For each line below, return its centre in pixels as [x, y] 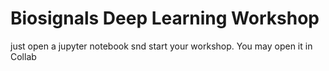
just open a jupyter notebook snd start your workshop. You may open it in [161, 46]
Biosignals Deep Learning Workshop [165, 18]
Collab [23, 56]
